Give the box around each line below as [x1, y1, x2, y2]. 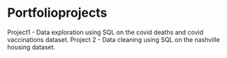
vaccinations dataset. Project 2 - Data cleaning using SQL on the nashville [7, 35, 220, 43]
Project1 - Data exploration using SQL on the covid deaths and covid [7, 28, 204, 36]
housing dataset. [7, 43, 56, 51]
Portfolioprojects [7, 5, 108, 21]
